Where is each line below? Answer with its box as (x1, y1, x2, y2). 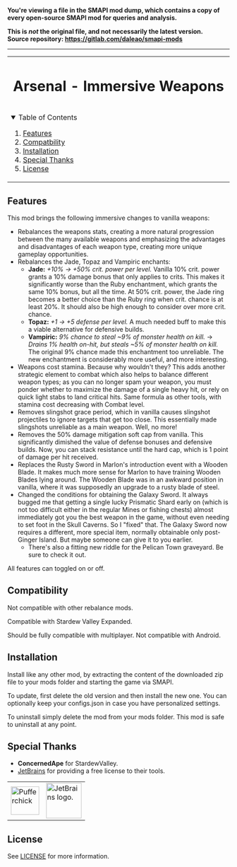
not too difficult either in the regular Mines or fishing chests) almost (17, 506, 214, 514)
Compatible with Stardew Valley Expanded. (7, 617, 133, 625)
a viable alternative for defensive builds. (28, 325, 145, 334)
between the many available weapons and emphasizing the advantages (17, 235, 226, 243)
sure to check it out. (28, 551, 87, 559)
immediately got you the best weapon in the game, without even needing (17, 513, 229, 522)
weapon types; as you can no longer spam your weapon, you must (17, 378, 212, 386)
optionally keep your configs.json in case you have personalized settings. (7, 699, 221, 707)
